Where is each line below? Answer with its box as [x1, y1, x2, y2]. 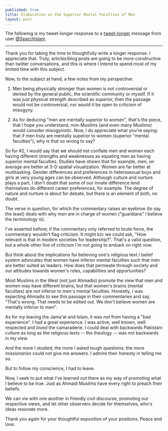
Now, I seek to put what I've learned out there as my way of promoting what [5, 375, 161, 381]
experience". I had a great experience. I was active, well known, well [5, 319, 146, 326]
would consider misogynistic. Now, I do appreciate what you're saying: [12, 128, 158, 134]
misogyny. [12, 107, 34, 113]
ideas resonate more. [5, 406, 49, 412]
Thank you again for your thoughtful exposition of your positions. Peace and [5, 416, 162, 422]
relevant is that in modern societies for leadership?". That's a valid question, [5, 237, 161, 243]
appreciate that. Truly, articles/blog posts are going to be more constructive [5, 56, 161, 62]
